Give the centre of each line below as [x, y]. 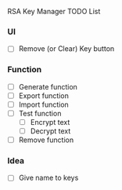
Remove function [46, 140]
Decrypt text [50, 131]
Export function [44, 95]
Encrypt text [50, 122]
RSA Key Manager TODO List [54, 11]
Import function [44, 104]
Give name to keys [48, 178]
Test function [40, 113]
